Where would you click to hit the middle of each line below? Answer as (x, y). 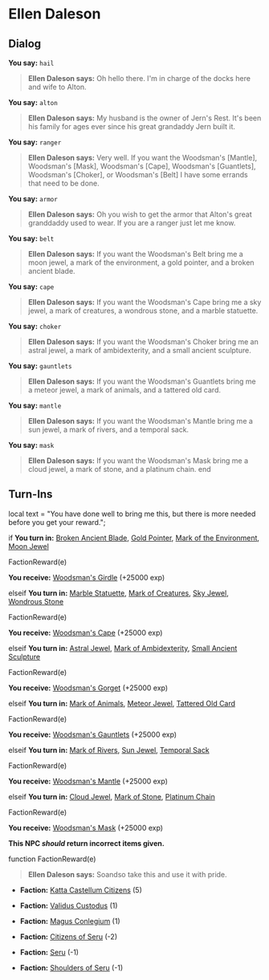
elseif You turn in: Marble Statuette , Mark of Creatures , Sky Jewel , (118, 593)
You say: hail (31, 63)
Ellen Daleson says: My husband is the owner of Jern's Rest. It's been (145, 118)
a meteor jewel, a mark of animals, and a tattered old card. (124, 390)
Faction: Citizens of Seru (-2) (69, 937)
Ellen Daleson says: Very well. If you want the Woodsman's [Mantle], (143, 158)
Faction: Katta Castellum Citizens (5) (81, 890)
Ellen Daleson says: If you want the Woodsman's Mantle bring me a (140, 421)
